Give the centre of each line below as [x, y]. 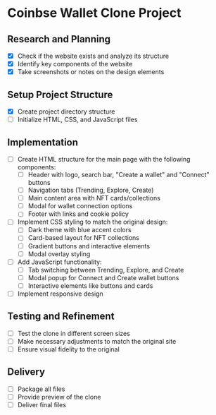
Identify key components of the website [75, 64]
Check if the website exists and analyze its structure [93, 56]
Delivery [26, 372]
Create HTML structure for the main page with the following [104, 159]
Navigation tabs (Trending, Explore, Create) [91, 190]
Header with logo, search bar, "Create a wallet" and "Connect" [119, 175]
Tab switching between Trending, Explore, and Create [106, 270]
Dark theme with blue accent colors [80, 230]
